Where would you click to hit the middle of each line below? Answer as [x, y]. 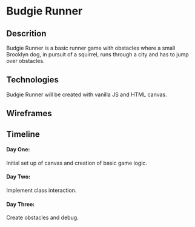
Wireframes [29, 113]
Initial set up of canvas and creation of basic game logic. [77, 163]
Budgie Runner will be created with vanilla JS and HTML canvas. [87, 94]
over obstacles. [25, 61]
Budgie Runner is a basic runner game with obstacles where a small [91, 48]
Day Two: [18, 177]
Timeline [23, 134]
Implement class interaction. [41, 190]
